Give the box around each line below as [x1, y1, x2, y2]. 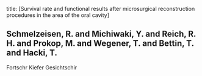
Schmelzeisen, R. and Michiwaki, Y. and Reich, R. [6, 29, 197, 39]
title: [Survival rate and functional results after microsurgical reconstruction [6, 5, 195, 12]
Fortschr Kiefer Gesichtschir [6, 63, 78, 71]
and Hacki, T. [6, 48, 58, 58]
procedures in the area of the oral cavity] [6, 11, 110, 19]
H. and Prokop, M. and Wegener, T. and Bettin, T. [6, 39, 194, 49]
